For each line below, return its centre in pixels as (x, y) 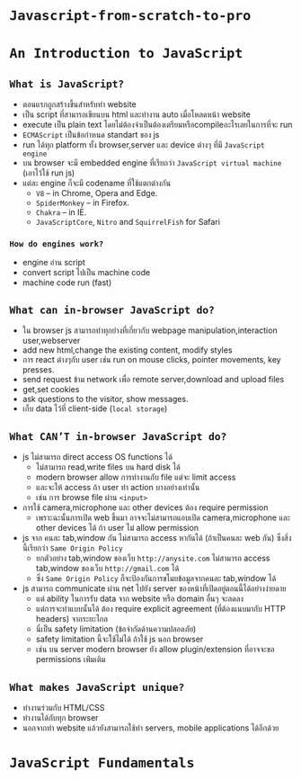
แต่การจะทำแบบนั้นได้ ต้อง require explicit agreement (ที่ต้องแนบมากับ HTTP (160, 609)
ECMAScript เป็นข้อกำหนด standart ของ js (91, 135)
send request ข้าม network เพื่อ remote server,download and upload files (153, 380)
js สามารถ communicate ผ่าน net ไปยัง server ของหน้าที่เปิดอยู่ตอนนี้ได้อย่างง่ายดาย (154, 588)
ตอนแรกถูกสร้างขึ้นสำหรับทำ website (79, 104)
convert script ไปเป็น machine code (86, 273)
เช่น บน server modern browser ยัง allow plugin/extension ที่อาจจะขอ (155, 650)
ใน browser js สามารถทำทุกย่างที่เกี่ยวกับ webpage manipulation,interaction (150, 330)
